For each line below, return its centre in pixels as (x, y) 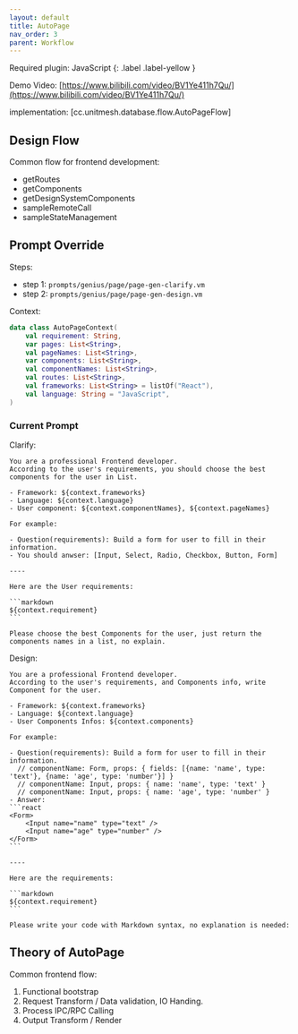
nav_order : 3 (34, 34)
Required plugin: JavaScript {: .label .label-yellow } (102, 68)
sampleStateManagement (70, 218)
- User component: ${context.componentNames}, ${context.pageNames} (140, 508)
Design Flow (44, 140)
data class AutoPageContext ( (64, 328)
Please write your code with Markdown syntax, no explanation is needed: (150, 925)
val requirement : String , (74, 336)
